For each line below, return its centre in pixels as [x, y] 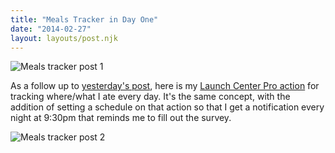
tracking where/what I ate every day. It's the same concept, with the [150, 97]
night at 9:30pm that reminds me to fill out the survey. [121, 118]
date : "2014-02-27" [51, 29]
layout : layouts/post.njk [64, 38]
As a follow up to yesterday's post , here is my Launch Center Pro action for [165, 86]
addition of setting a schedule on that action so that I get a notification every [167, 107]
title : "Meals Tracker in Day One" [84, 19]
